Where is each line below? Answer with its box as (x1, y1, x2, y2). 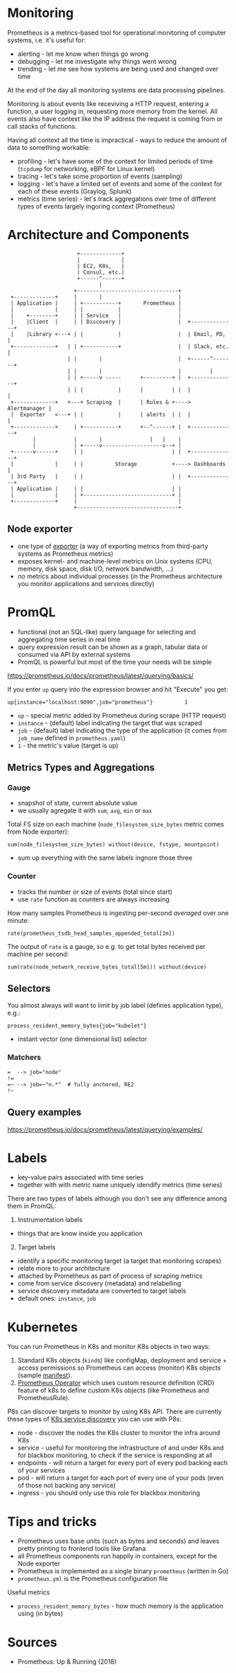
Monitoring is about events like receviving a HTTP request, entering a (7, 99, 209, 107)
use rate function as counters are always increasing (17, 894, 170, 903)
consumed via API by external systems (17, 650, 131, 658)
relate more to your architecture (17, 1264, 111, 1273)
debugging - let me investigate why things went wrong (17, 57, 177, 65)
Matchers (7, 1052, 41, 1062)
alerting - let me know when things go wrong (17, 49, 148, 58)
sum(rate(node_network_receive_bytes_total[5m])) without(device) (7, 963, 207, 970)
